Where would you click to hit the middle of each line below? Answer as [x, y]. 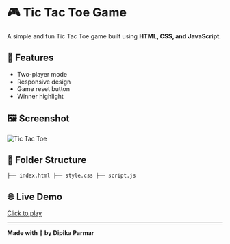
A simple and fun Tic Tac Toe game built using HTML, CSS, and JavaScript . [114, 36]
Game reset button [43, 88]
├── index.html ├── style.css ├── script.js [72, 176]
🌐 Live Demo [35, 196]
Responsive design [44, 82]
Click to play [25, 213]
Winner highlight [40, 96]
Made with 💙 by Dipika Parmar [51, 233]
